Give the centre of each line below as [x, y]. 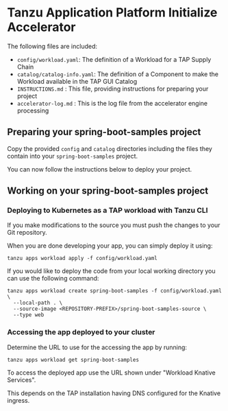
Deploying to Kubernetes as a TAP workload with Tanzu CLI [107, 211]
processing [33, 110]
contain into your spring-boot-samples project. [73, 156]
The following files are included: [52, 46]
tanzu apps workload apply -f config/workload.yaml [82, 259]
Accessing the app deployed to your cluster [81, 332]
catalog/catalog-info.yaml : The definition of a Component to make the [118, 74]
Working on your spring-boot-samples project [108, 191]
